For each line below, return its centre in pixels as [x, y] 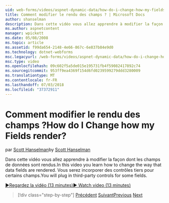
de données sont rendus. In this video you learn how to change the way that [83, 165]
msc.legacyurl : [21, 57]
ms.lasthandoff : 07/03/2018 [35, 85]
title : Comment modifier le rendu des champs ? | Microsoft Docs [75, 15]
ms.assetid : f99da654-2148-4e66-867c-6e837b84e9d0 [59, 47]
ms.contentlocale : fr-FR [31, 80]
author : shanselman [26, 19]
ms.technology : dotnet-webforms [39, 52]
